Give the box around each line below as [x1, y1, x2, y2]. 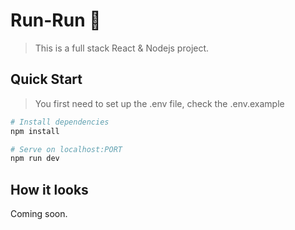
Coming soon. [10, 208, 68, 220]
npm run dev [10, 154, 60, 164]
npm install [10, 126, 60, 136]
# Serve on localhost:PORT [10, 144, 123, 154]
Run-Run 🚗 [10, 9, 102, 32]
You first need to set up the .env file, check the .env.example [34, 97, 285, 109]
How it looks [10, 181, 89, 198]
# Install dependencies [10, 117, 110, 127]
